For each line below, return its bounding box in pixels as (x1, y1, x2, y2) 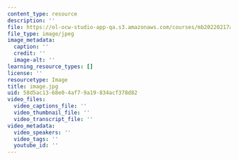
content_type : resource (7, 10, 78, 18)
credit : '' (13, 50, 46, 57)
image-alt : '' (13, 57, 55, 64)
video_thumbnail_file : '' (13, 109, 91, 116)
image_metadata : (7, 37, 55, 44)
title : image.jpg (7, 83, 59, 90)
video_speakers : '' (13, 129, 72, 136)
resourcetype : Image (7, 76, 69, 84)
